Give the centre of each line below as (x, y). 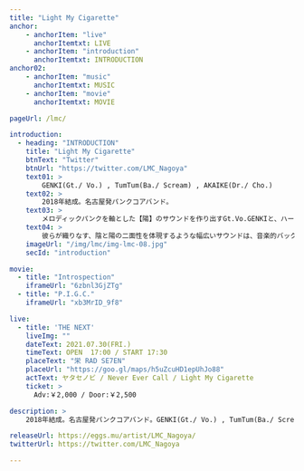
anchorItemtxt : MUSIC (74, 85)
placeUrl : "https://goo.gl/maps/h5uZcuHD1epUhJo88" (125, 370)
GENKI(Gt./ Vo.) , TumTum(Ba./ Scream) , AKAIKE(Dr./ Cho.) (157, 185)
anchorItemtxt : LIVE (72, 43)
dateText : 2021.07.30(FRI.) (78, 344)
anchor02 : (28, 69)
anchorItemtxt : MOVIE (74, 102)
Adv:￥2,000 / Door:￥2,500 (85, 395)
